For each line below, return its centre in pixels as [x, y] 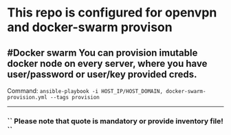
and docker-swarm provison [90, 27]
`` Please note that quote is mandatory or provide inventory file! [115, 121]
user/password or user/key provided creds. [102, 74]
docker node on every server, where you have [107, 63]
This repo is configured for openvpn [112, 13]
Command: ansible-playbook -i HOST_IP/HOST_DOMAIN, [85, 91]
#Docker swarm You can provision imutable [102, 53]
